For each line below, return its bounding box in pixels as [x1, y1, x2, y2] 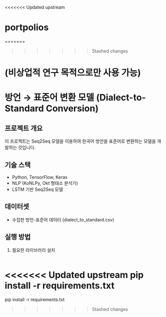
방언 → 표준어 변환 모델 [5, 92, 95, 103]
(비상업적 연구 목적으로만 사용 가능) [5, 67, 141, 79]
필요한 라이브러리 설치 [12, 247, 56, 253]
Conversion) [46, 103, 99, 114]
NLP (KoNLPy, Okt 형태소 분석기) [12, 180, 78, 186]
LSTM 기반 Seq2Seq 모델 [12, 186, 63, 192]
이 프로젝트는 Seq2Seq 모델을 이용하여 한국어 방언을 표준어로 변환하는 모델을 [5, 138, 156, 144]
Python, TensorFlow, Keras [12, 174, 68, 180]
